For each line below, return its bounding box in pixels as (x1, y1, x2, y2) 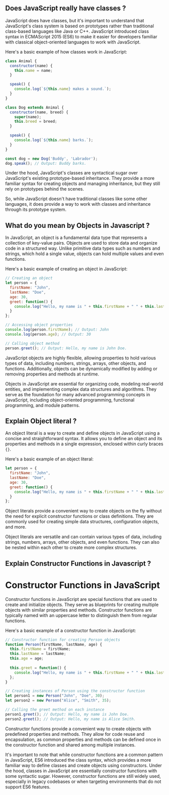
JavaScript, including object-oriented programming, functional (5, 397, 135, 403)
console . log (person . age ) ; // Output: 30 (5, 332, 92, 337)
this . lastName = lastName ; (10, 651, 66, 657)
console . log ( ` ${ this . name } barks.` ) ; (14, 137, 94, 143)
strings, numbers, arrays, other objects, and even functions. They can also (5, 539, 160, 545)
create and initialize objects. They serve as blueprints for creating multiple (5, 601, 159, 607)
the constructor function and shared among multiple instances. (5, 741, 136, 747)
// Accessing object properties (5, 322, 73, 328)
